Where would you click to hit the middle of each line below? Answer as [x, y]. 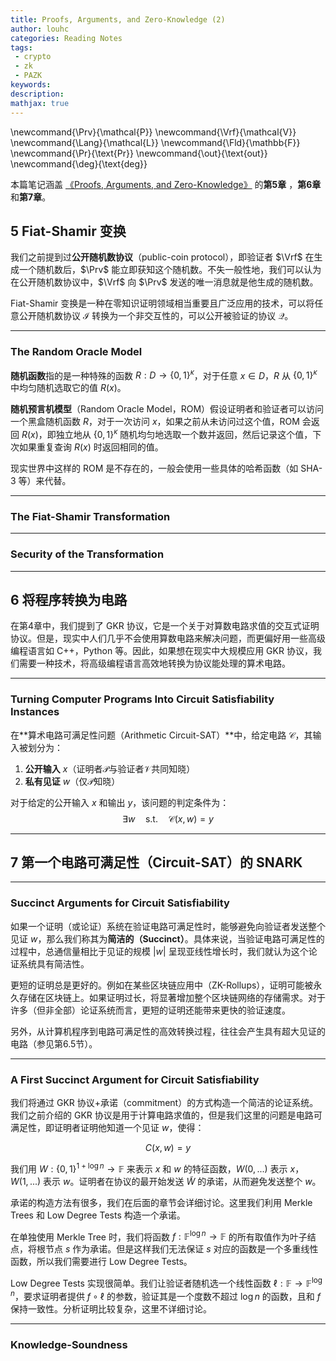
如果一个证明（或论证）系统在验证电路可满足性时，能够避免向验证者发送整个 [168, 926]
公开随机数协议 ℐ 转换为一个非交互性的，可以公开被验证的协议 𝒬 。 [156, 316]
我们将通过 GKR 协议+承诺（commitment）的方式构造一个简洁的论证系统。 [164, 1103]
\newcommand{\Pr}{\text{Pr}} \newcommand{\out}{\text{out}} [139, 153]
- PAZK [28, 76]
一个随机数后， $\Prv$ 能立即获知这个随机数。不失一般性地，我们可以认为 [170, 270]
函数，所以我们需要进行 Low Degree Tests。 [101, 1262]
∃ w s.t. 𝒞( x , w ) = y [168, 818]
